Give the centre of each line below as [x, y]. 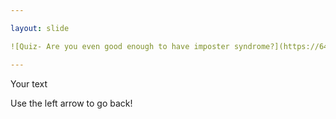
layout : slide [40, 28]
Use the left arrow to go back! [71, 103]
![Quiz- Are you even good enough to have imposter [120, 46]
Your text [29, 83]
